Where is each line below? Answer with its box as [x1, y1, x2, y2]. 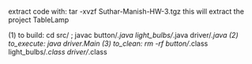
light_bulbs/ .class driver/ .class [8, 47, 108, 56]
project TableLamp [8, 15, 70, 24]
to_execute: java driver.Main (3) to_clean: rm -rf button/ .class [8, 39, 209, 48]
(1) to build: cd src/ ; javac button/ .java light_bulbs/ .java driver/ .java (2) [8, 31, 239, 40]
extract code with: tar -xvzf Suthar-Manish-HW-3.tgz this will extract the [8, 7, 245, 16]
